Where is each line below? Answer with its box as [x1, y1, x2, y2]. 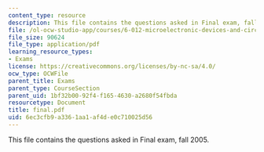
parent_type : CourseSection [8, 84, 101, 92]
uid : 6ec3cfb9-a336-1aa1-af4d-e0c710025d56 [8, 114, 153, 121]
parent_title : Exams [8, 77, 76, 85]
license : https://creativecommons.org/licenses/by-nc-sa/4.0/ [8, 63, 216, 71]
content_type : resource [8, 11, 86, 20]
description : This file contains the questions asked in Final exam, [8, 19, 241, 27]
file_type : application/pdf [8, 41, 101, 49]
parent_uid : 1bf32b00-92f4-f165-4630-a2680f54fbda [8, 92, 178, 100]
